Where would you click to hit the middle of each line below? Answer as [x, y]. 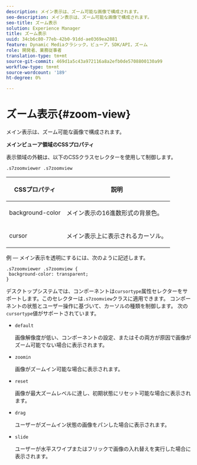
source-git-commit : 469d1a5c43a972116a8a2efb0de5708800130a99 [84, 61]
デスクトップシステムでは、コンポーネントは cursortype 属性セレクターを [94, 291]
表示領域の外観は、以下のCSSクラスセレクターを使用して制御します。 [91, 157]
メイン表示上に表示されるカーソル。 [117, 236]
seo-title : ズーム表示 [32, 23]
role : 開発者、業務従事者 [34, 50]
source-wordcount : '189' [37, 72]
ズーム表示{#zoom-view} [69, 114]
